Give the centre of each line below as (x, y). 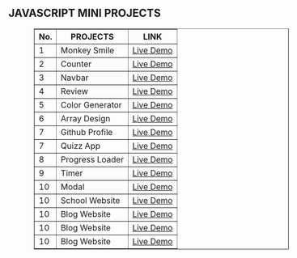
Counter (76, 64)
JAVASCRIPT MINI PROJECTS (85, 13)
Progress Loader (92, 159)
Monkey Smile (87, 50)
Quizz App (81, 146)
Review (74, 91)
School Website (90, 200)
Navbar (74, 78)
